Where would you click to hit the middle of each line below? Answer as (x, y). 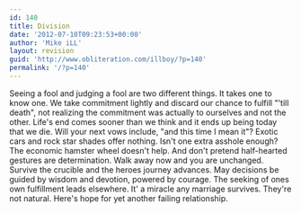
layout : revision (42, 51)
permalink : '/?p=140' (50, 68)
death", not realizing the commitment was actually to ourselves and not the (148, 112)
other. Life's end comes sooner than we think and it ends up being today (143, 121)
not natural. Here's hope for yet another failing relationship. (119, 198)
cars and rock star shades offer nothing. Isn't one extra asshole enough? (144, 141)
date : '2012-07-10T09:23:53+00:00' (76, 34)
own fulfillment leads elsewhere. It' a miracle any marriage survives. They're (150, 189)
